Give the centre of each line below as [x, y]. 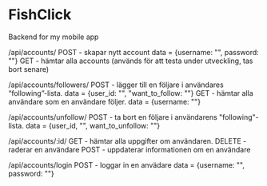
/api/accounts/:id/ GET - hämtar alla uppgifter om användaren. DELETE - [128, 140]
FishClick [40, 15]
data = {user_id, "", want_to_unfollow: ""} [93, 125]
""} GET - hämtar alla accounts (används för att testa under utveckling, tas [131, 61]
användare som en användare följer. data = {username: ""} [105, 101]
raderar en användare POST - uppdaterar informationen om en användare [130, 149]
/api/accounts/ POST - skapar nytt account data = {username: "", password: [134, 52]
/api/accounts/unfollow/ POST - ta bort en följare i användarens [113, 117]
